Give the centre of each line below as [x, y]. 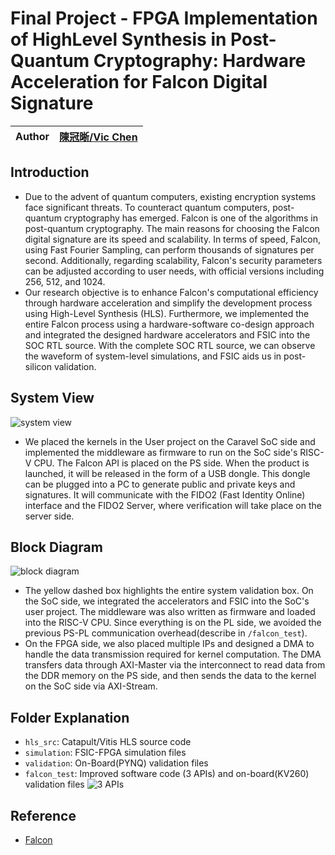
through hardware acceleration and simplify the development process [168, 303]
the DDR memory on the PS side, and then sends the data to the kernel [170, 676]
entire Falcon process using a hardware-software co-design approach [169, 324]
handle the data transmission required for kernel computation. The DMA [173, 654]
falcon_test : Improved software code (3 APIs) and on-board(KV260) [167, 774]
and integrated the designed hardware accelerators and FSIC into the [167, 334]
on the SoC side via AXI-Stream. [91, 686]
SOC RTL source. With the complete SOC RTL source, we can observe [170, 345]
